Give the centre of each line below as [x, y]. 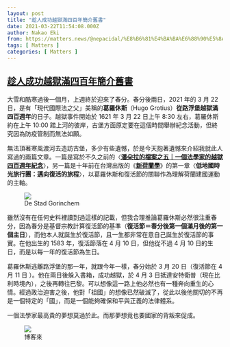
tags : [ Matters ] [33, 45]
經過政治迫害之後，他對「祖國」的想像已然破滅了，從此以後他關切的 [115, 292]
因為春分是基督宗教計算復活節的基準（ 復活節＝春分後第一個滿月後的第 [118, 226]
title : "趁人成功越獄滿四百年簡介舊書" [56, 20]
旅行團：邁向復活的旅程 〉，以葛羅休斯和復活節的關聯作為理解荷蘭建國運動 [116, 174]
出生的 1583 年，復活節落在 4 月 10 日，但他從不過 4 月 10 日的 [119, 243]
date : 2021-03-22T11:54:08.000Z [53, 26]
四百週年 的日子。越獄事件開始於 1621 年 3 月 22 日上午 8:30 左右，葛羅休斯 [113, 116]
